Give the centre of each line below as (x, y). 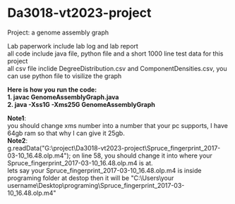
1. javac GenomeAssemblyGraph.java (63, 97)
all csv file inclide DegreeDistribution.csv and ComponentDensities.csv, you (117, 68)
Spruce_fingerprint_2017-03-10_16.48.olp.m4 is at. (80, 162)
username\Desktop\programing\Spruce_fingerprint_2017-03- (96, 185)
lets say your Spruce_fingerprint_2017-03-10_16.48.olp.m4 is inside (104, 170)
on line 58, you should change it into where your (143, 155)
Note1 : (17, 118)
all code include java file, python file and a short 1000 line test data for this (115, 53)
